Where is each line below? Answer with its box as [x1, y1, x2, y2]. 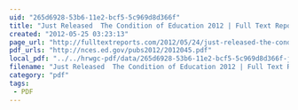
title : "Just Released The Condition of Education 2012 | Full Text [9, 21, 272, 30]
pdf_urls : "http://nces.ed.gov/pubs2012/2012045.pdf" [9, 46, 213, 55]
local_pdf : [9, 54, 50, 63]
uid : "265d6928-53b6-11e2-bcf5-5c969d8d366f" [9, 12, 180, 22]
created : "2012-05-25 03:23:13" [9, 29, 129, 38]
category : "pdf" [9, 71, 69, 80]
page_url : [9, 37, 46, 47]
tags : [9, 79, 29, 88]
